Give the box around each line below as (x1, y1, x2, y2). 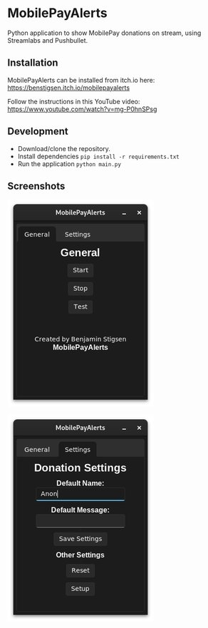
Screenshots (7, 180, 66, 192)
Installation (7, 57, 58, 69)
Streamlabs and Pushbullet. (7, 36, 88, 44)
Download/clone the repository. (17, 144, 110, 153)
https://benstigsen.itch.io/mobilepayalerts (7, 83, 130, 92)
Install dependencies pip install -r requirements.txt (17, 152, 180, 160)
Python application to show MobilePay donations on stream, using (7, 29, 202, 37)
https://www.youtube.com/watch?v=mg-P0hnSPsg (7, 105, 157, 113)
